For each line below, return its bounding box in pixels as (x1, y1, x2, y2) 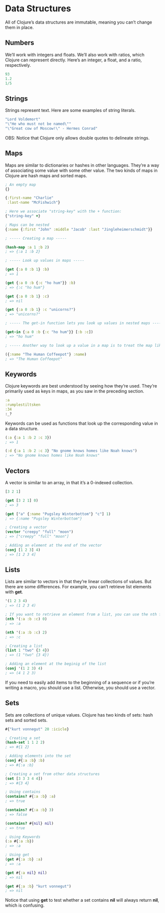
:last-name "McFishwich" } (7, 200, 60, 205)
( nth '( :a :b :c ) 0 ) (5, 617, 48, 622)
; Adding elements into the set (5, 753, 71, 759)
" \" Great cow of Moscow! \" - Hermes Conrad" (5, 126, 98, 131)
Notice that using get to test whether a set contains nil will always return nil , (5, 897, 160, 903)
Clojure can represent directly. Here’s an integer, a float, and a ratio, (5, 57, 142, 63)
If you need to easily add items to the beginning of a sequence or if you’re (5, 679, 155, 685)
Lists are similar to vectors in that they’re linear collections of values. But (5, 579, 152, 584)
